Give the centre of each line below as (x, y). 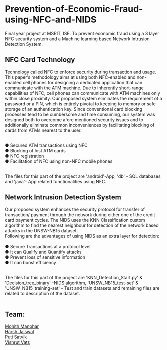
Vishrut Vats (18, 342)
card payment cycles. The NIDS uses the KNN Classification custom (75, 220)
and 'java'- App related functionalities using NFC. (56, 181)
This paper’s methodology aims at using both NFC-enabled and (70, 77)
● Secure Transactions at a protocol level (48, 246)
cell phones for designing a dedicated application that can (83, 82)
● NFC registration (25, 156)
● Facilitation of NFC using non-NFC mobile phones (59, 161)
